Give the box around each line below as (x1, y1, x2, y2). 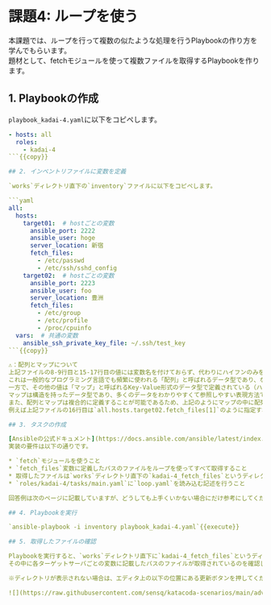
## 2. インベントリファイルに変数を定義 (8, 168, 127, 176)
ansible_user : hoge (29, 234, 95, 242)
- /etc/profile (37, 317, 89, 325)
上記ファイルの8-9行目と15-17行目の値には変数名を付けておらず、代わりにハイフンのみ (8, 368, 259, 377)
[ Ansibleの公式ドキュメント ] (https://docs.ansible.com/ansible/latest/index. (8, 435, 265, 443)
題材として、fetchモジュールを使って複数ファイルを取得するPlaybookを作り (8, 56, 260, 65)
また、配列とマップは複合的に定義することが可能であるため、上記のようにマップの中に (8, 398, 255, 407)
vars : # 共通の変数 (15, 331, 79, 339)
